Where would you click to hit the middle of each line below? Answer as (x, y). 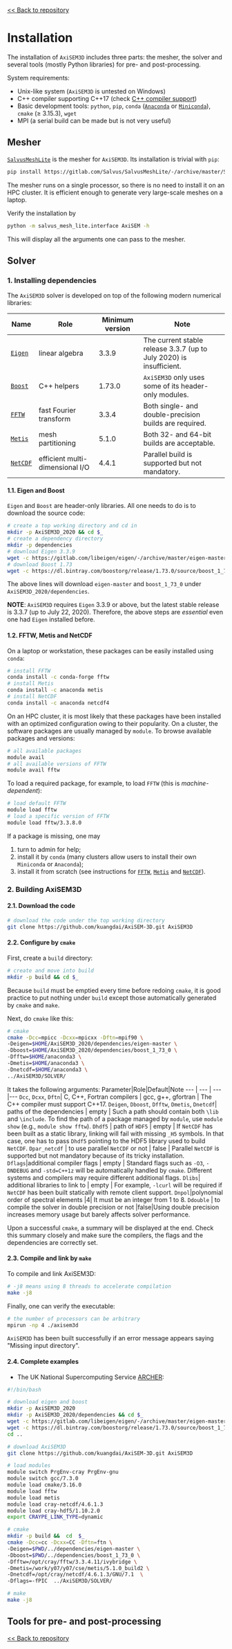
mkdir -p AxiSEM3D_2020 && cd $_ (55, 532)
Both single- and (171, 406)
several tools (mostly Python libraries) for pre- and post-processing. (104, 64)
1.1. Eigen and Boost (36, 490)
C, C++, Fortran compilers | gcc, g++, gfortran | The (138, 1097)
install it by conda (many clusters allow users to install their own (107, 857)
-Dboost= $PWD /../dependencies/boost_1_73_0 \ (74, 1555)
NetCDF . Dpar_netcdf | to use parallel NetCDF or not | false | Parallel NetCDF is (113, 1148)
